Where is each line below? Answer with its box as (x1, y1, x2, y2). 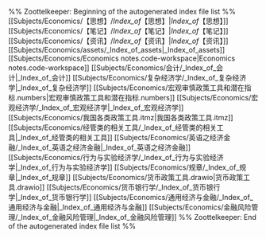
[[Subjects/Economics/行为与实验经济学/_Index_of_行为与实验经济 (8, 153, 224, 162)
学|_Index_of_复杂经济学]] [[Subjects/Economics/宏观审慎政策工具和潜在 (8, 83, 245, 92)
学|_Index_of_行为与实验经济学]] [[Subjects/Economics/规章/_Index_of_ (8, 163, 240, 172)
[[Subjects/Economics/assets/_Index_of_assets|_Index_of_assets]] (8, 45, 226, 54)
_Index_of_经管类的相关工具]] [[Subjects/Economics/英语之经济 (17, 133, 224, 142)
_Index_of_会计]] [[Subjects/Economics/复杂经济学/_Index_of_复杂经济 (17, 73, 247, 82)
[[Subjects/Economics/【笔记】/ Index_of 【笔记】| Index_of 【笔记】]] (8, 26, 229, 35)
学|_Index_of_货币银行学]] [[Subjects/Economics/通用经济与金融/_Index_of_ (8, 193, 254, 202)
